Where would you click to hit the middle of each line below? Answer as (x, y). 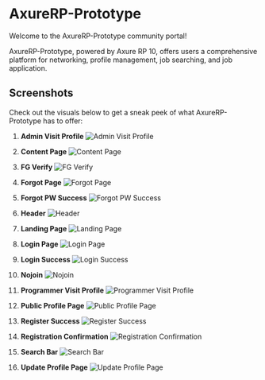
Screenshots (41, 93)
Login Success (45, 259)
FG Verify (36, 167)
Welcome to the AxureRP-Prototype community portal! (98, 36)
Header (33, 213)
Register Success (50, 321)
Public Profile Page (52, 305)
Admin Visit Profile (52, 136)
